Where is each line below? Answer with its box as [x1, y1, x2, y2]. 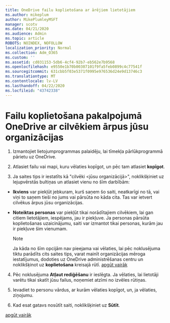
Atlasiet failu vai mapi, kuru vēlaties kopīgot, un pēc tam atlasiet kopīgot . [12, 164, 165, 170]
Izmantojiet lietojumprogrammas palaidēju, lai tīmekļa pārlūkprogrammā [12, 148, 163, 154]
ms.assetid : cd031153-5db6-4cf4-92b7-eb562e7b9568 [5, 60, 115, 65]
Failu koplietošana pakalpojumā [5, 110, 143, 121]
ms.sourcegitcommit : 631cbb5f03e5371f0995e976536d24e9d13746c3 [5, 69, 143, 74]
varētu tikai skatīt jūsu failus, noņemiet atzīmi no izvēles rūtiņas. [12, 277, 147, 283]
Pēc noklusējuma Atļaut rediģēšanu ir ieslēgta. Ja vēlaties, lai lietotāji [12, 272, 159, 278]
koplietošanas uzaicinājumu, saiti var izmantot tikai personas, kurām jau [12, 220, 163, 227]
